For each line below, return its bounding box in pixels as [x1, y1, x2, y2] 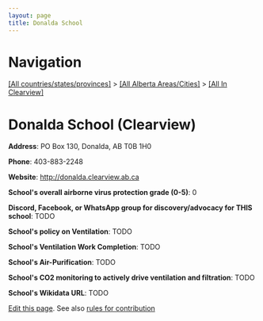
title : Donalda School [8, 19, 83, 27]
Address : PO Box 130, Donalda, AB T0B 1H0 [8, 142, 152, 151]
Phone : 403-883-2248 [8, 157, 83, 166]
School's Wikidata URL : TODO [8, 289, 109, 298]
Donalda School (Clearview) [8, 116, 196, 133]
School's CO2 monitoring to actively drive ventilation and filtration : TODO [8, 273, 255, 282]
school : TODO [8, 212, 55, 221]
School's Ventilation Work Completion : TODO [8, 243, 161, 252]
